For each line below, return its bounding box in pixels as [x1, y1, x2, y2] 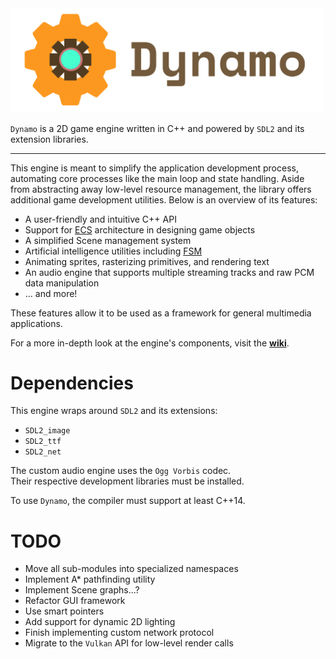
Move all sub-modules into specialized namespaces [24, 563, 239, 575]
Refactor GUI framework [24, 595, 126, 607]
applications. [10, 317, 63, 329]
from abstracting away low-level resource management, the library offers [10, 183, 312, 195]
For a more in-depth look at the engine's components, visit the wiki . [10, 337, 290, 349]
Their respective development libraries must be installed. [10, 475, 245, 487]
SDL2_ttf [24, 437, 62, 447]
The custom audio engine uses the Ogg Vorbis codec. [10, 465, 232, 477]
